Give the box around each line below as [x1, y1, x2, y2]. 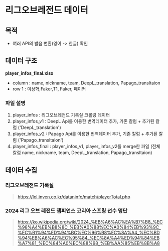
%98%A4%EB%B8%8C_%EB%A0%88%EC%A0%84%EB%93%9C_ [17, 224, 161, 230]
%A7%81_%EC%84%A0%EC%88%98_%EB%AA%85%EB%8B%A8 [17, 240, 160, 246]
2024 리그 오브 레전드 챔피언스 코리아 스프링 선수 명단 [5, 207, 128, 214]
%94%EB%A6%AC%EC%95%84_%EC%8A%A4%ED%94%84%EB [17, 235, 160, 241]
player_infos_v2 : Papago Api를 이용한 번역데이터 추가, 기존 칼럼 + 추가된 [12, 131, 158, 137]
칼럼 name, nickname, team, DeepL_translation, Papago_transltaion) [12, 150, 152, 156]
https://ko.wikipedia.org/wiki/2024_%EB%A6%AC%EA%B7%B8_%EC [17, 219, 163, 225]
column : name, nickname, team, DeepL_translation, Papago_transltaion [12, 80, 160, 86]
